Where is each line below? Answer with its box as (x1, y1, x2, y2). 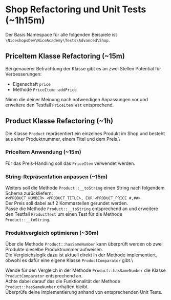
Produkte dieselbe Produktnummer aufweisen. (5, 247, 103, 253)
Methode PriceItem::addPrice (12, 86, 77, 92)
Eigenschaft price (12, 81, 51, 87)
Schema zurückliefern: (5, 190, 53, 196)
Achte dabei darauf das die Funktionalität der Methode (5, 278, 120, 285)
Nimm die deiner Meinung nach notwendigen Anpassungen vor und (5, 96, 148, 102)
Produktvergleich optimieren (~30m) (5, 230, 99, 237)
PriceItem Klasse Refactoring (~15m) (5, 52, 125, 61)
